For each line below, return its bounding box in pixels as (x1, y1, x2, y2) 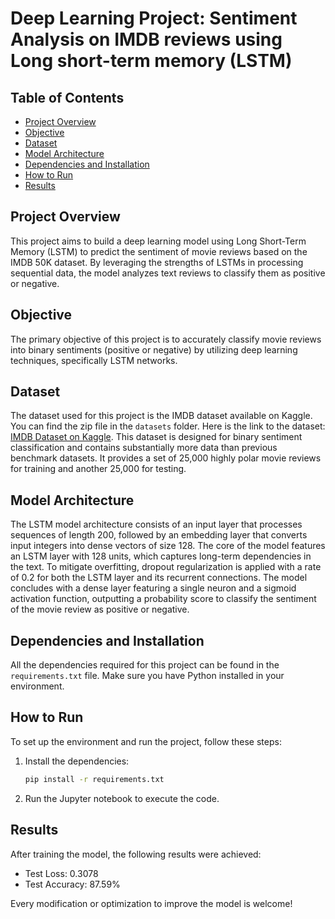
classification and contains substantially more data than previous (10, 442, 278, 454)
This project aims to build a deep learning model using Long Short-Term (10, 235, 307, 247)
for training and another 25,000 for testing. (10, 463, 187, 475)
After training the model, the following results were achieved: (10, 848, 262, 860)
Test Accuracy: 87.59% (24, 878, 121, 890)
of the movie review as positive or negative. (10, 603, 190, 616)
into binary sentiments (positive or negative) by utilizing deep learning (10, 343, 298, 356)
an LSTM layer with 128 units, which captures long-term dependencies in (10, 550, 312, 562)
